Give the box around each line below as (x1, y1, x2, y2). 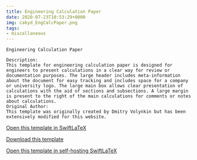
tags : (6, 25, 19, 31)
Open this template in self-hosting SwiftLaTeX (6, 147, 117, 154)
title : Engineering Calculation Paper (6, 8, 101, 15)
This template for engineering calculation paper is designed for (6, 63, 173, 68)
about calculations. (6, 99, 57, 105)
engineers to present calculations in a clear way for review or (6, 67, 170, 74)
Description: (6, 57, 38, 63)
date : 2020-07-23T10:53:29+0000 (6, 14, 86, 20)
